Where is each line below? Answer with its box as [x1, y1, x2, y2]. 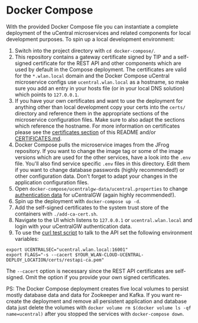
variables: [14, 235, 39, 242]
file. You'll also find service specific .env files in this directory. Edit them [14, 160, 190, 167]
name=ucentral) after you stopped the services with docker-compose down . [6, 310, 184, 317]
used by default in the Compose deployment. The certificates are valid [14, 66, 187, 73]
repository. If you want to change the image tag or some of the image [14, 147, 184, 154]
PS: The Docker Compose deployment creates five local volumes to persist [6, 285, 189, 292]
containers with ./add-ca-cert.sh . [14, 210, 98, 217]
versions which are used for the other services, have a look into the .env [14, 154, 191, 161]
